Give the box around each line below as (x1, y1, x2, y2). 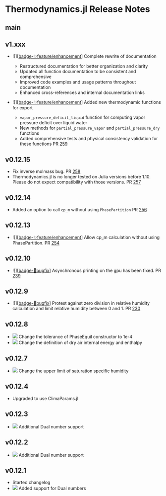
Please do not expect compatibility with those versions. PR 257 (12, 179, 141, 185)
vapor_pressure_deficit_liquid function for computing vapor (19, 114, 145, 120)
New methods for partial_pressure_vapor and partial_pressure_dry (19, 125, 160, 131)
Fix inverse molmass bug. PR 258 (12, 168, 81, 174)
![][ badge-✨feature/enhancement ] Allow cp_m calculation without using (12, 234, 160, 240)
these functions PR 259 (19, 141, 68, 147)
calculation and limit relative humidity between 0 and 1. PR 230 (12, 306, 141, 312)
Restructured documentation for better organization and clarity (19, 63, 148, 69)
